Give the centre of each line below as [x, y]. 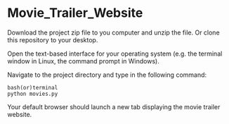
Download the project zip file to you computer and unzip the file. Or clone [113, 32]
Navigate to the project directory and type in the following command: [107, 75]
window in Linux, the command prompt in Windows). [83, 61]
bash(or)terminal [33, 87]
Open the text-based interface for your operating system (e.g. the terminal [115, 54]
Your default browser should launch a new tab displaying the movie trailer [114, 106]
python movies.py [33, 94]
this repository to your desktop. [53, 39]
